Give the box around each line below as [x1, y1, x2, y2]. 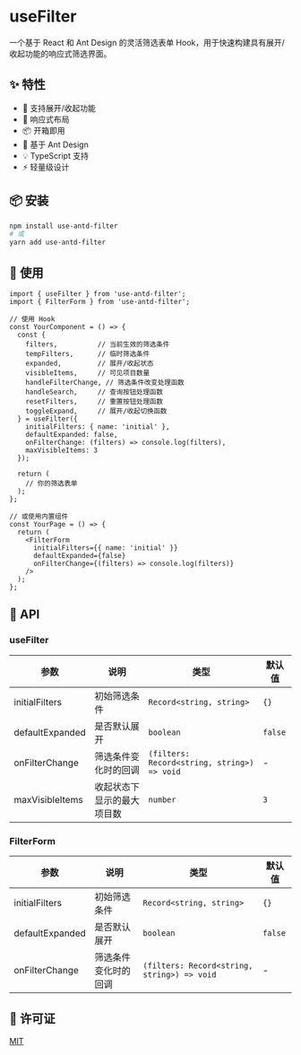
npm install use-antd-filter [9, 222, 118, 231]
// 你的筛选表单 [25, 479, 78, 488]
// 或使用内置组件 [9, 512, 69, 521]
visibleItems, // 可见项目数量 [25, 369, 150, 378]
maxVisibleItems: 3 [25, 446, 99, 455]
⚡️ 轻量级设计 [21, 161, 70, 172]
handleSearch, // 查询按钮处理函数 [25, 388, 164, 397]
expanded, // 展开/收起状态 [25, 359, 154, 368]
